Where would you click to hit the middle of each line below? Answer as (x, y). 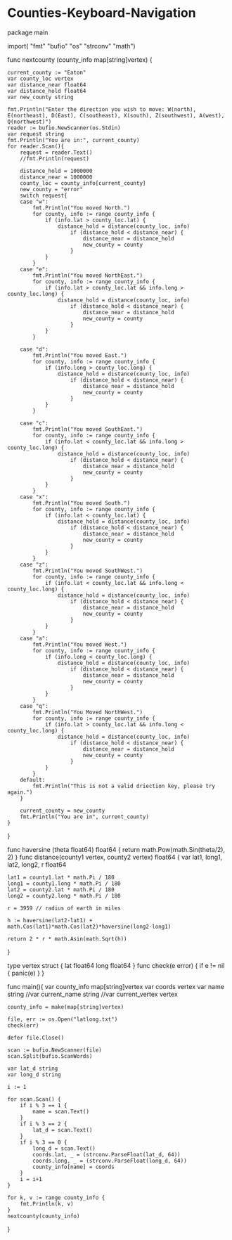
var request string (36, 134)
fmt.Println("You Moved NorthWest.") (88, 712)
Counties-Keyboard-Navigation (102, 13)
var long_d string (34, 1074)
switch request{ (44, 195)
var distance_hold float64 (47, 91)
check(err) (23, 1025)
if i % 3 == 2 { (44, 1124)
